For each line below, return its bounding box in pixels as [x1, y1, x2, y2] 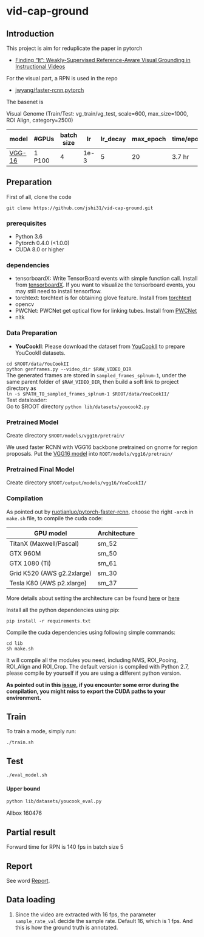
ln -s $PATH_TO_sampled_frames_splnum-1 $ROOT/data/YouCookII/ [6, 391, 170, 397]
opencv [15, 301, 35, 308]
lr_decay [100, 135, 126, 143]
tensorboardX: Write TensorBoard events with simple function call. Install [15, 275, 198, 282]
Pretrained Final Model [6, 465, 75, 473]
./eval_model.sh [6, 772, 47, 778]
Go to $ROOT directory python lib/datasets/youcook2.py [6, 403, 150, 410]
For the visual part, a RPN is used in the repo [6, 75, 118, 82]
